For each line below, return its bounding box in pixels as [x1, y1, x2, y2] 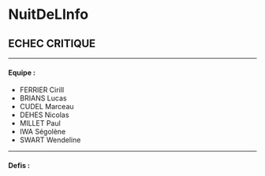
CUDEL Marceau [19, 102, 74, 112]
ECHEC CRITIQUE [8, 37, 96, 50]
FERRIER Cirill [19, 85, 65, 95]
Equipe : [8, 68, 35, 77]
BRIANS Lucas [19, 93, 67, 103]
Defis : [8, 160, 30, 170]
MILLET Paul [19, 119, 61, 128]
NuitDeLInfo [8, 5, 89, 24]
